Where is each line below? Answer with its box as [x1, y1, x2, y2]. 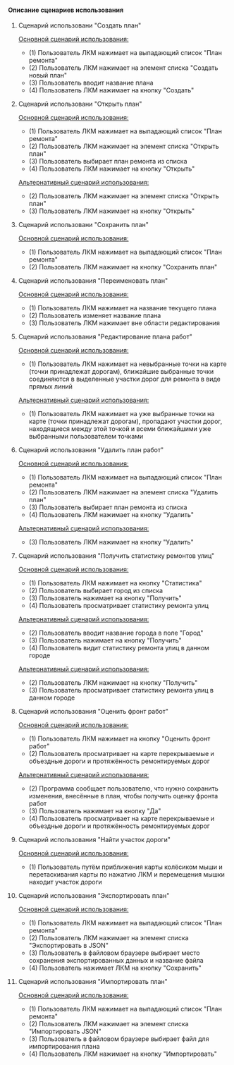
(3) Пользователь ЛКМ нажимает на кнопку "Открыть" [28, 207, 195, 215]
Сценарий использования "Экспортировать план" [18, 891, 170, 900]
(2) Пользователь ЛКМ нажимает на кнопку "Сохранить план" [28, 263, 218, 272]
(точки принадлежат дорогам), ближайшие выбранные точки [28, 367, 214, 376]
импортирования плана [28, 1042, 101, 1051]
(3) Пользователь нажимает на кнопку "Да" [28, 807, 161, 815]
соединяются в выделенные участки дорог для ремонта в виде [28, 375, 221, 384]
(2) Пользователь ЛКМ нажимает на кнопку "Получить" [28, 678, 198, 687]
